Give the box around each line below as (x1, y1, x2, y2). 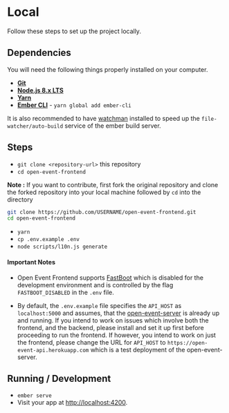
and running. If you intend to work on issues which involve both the (17, 316, 209, 325)
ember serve (17, 392, 52, 399)
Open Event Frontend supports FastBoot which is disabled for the (17, 273, 204, 282)
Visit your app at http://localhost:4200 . (17, 398, 128, 407)
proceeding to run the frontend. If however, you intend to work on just (17, 331, 217, 339)
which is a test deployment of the (90, 345, 185, 354)
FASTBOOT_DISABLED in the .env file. (17, 288, 114, 296)
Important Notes (7, 258, 56, 266)
